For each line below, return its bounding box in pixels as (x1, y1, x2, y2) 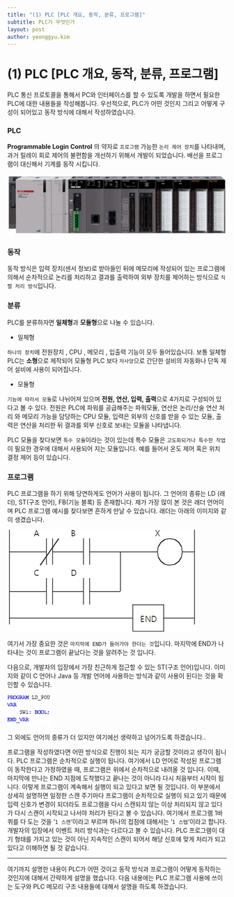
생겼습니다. (14, 515, 45, 524)
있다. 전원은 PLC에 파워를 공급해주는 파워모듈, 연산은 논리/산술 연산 (34, 403, 218, 412)
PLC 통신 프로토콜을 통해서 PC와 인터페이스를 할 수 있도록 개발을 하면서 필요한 (7, 91, 221, 99)
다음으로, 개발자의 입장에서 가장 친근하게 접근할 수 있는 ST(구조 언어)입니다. (7, 663, 212, 671)
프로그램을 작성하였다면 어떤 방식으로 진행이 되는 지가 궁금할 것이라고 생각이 (7, 748, 214, 756)
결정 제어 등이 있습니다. (7, 453, 71, 461)
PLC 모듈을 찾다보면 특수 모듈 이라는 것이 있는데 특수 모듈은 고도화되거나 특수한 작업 (7, 435, 226, 444)
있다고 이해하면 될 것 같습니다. (7, 843, 89, 852)
